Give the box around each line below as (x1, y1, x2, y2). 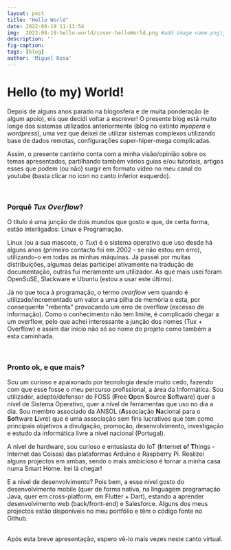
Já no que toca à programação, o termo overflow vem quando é (7, 288, 188, 296)
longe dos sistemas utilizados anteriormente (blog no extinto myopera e (7, 122, 211, 130)
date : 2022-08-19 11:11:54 (7, 23, 85, 30)
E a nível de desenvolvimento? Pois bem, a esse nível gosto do (7, 478, 184, 486)
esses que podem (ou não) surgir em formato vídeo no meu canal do (7, 164, 202, 173)
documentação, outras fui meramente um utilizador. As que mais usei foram (7, 267, 222, 276)
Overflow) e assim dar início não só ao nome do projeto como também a (7, 324, 212, 333)
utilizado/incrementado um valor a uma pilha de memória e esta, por (7, 295, 201, 303)
